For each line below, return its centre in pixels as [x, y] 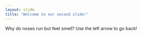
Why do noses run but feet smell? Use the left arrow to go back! [71, 28]
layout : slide [20, 10]
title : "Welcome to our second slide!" [47, 14]
